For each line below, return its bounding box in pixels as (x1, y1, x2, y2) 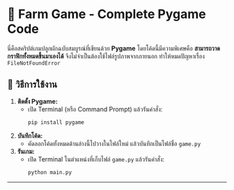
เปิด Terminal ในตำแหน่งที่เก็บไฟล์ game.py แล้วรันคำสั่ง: (27, 155, 165, 163)
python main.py (27, 168, 72, 176)
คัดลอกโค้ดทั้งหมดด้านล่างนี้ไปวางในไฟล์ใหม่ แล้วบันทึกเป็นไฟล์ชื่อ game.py (27, 139, 201, 148)
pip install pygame (27, 118, 85, 126)
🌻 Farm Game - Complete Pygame (7, 6, 207, 22)
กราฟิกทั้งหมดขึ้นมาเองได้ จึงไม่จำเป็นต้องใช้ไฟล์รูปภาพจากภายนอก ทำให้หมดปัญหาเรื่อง (7, 52, 205, 60)
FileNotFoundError (7, 59, 61, 67)
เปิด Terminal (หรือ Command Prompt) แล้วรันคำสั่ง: (27, 104, 163, 113)
